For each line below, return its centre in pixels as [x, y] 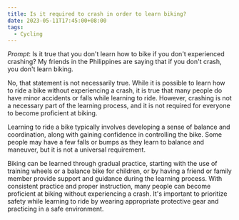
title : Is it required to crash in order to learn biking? [97, 14]
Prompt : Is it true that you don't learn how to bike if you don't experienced [116, 54]
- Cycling [28, 34]
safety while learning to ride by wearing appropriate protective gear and [113, 201]
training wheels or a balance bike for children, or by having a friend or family [119, 171]
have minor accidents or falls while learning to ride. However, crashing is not [119, 98]
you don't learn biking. [40, 69]
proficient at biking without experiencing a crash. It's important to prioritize [117, 194]
